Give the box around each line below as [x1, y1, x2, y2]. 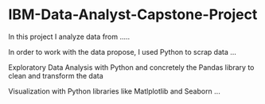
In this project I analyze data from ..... [8, 32, 131, 41]
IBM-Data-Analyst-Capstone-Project [8, 6, 258, 24]
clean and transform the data [8, 71, 103, 80]
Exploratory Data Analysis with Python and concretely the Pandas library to [8, 62, 255, 72]
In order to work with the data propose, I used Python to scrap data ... [8, 47, 237, 56]
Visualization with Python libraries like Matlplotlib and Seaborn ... [8, 86, 220, 96]
